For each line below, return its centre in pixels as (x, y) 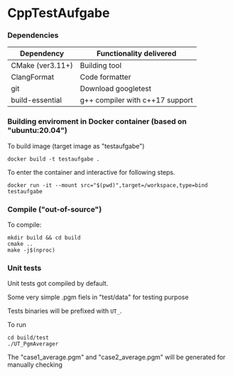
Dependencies (33, 36)
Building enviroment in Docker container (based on (97, 122)
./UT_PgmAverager (33, 344)
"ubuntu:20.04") (37, 131)
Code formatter (105, 77)
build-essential (37, 100)
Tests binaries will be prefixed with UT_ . (65, 311)
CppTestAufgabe (59, 13)
